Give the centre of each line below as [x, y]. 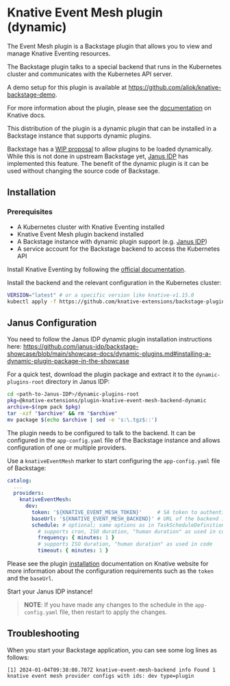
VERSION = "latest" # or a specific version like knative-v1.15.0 [101, 295]
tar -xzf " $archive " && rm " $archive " [62, 413]
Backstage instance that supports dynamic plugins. [79, 136]
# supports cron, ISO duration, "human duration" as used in [126, 531]
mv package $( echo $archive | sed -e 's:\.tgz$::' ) [82, 419]
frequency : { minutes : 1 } [76, 538]
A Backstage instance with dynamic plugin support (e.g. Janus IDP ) [112, 241]
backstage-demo [31, 95]
